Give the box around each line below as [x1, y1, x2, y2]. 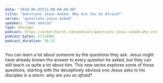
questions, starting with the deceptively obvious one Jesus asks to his [5, 67, 146, 73]
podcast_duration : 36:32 [5, 39, 55, 43]
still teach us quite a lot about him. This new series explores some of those [5, 62, 154, 68]
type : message [5, 25, 34, 30]
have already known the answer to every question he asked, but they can [5, 56, 151, 63]
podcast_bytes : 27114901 [5, 34, 55, 39]
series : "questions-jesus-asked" [5, 16, 73, 21]
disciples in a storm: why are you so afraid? [5, 72, 93, 78]
